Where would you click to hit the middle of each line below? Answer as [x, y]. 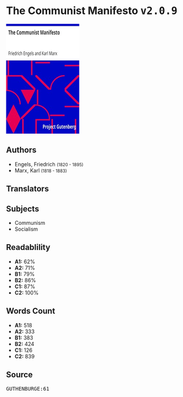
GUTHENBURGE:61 [28, 389]
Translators [27, 189]
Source [20, 374]
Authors [21, 150]
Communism [30, 223]
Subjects [23, 209]
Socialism [26, 229]
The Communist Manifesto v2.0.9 [92, 11]
